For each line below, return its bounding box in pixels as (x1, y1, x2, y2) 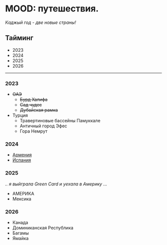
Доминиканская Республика (12, 225, 74, 231)
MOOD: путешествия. (5, 3, 99, 14)
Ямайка (12, 235, 29, 241)
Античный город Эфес (19, 123, 68, 129)
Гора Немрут (19, 128, 48, 134)
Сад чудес (19, 102, 42, 108)
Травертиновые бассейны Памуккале (19, 118, 101, 124)
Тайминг (5, 34, 34, 42)
